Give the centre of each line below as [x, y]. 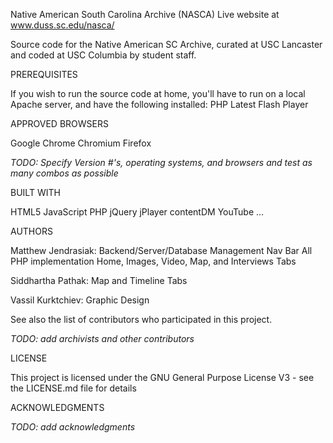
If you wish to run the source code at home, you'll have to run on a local [158, 93]
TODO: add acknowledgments [73, 427]
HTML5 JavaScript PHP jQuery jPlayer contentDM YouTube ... [137, 212]
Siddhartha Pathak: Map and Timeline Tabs [99, 280]
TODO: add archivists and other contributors [102, 338]
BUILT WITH [35, 192]
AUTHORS [31, 231]
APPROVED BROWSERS [59, 123]
